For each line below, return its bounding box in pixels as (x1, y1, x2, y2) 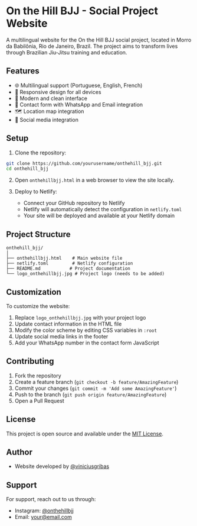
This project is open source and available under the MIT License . (6, 430, 164, 437)
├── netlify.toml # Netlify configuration (6, 260, 133, 267)
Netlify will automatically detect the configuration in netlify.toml (23, 206, 182, 213)
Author (6, 447, 32, 457)
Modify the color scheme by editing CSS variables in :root (14, 327, 157, 334)
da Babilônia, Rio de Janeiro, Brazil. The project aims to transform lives (6, 43, 178, 50)
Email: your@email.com (14, 514, 72, 521)
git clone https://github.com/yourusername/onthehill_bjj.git (6, 160, 162, 166)
